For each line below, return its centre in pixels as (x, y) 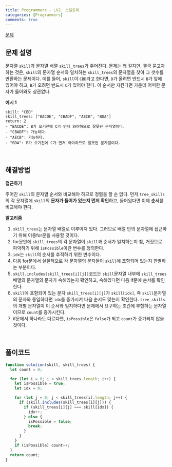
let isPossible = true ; (40, 384)
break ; (35, 426)
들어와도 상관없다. (33, 92)
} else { (33, 417)
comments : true (22, 20)
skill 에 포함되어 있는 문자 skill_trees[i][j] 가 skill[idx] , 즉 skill (83, 293)
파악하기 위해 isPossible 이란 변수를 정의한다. (59, 248)
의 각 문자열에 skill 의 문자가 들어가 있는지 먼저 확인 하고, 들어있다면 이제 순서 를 (84, 200)
